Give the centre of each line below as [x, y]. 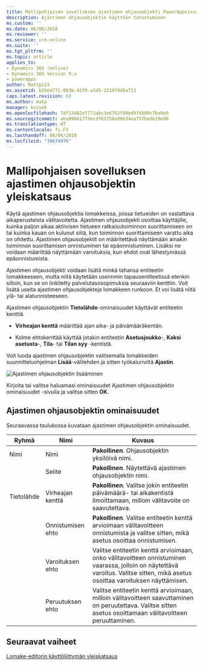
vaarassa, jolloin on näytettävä [135, 565]
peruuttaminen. [114, 620]
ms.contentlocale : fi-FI [37, 130]
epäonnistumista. [28, 258]
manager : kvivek [27, 107]
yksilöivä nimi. [112, 458]
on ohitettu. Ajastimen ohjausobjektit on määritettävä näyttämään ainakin [97, 239]
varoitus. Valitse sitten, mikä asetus [142, 573]
